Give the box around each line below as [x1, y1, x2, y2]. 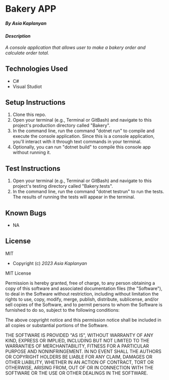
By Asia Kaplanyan [5, 20, 47, 26]
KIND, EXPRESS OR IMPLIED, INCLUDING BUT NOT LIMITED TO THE [5, 337, 150, 343]
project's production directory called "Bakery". [12, 123, 110, 129]
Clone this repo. [12, 111, 46, 118]
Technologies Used [5, 65, 68, 73]
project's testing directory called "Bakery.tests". [12, 183, 114, 189]
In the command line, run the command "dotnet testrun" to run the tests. [12, 189, 164, 195]
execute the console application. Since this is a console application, [12, 133, 155, 139]
